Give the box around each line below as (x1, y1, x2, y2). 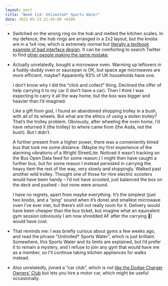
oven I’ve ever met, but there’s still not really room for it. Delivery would (12, 202, 160, 208)
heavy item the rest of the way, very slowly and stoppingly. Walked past (12, 166, 161, 172)
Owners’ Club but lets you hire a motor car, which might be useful (12, 270, 149, 276)
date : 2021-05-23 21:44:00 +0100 (5, 17, 75, 22)
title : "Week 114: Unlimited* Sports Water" (5, 12, 100, 17)
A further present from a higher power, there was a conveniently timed (12, 139, 159, 145)
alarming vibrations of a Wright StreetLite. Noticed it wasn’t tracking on (12, 150, 160, 156)
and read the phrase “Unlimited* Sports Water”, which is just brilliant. (12, 234, 155, 240)
